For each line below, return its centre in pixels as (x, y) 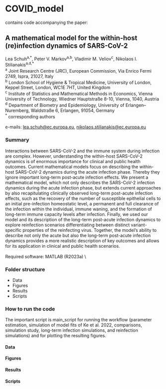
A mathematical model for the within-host (71, 38)
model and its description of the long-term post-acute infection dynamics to (83, 219)
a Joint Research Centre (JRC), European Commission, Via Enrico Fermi (78, 70)
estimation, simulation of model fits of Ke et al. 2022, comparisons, (74, 325)
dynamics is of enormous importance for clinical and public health (73, 161)
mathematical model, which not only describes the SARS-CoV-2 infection (80, 183)
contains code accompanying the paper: (46, 22)
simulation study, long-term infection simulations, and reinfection (72, 330)
